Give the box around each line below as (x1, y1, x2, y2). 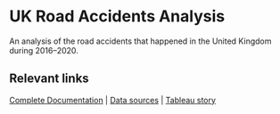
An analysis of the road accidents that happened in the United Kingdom (9, 36, 272, 46)
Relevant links (9, 71, 89, 86)
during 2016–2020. (9, 45, 78, 55)
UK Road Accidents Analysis (9, 6, 226, 27)
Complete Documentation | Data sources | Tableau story (9, 94, 217, 105)
